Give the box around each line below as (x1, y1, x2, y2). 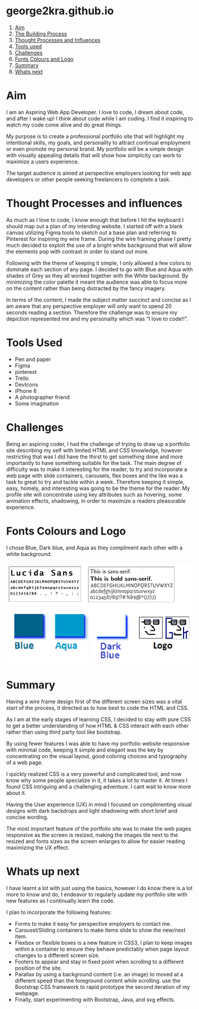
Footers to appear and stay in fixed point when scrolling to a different (14, 958, 184, 965)
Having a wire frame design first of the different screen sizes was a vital (6, 697, 182, 705)
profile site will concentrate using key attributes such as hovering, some (6, 491, 182, 498)
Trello (14, 375, 29, 382)
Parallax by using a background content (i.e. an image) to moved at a (14, 970, 184, 977)
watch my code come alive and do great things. (6, 121, 123, 128)
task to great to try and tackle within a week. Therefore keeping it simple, (6, 478, 185, 485)
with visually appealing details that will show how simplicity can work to (6, 152, 182, 159)
